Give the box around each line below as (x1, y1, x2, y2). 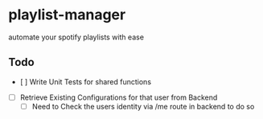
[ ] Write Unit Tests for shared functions (19, 76, 151, 86)
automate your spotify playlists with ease (8, 32, 145, 42)
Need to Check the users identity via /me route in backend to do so (31, 101, 255, 111)
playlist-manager (8, 6, 126, 24)
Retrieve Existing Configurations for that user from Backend (19, 92, 218, 102)
